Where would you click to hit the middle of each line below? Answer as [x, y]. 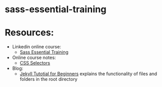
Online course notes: [34, 57]
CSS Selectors [35, 63]
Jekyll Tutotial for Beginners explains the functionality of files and [88, 74]
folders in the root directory [48, 79]
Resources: [29, 33]
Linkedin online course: [37, 47]
